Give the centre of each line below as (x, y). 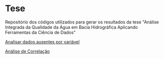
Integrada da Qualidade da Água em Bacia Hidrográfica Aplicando (71, 27)
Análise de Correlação (27, 51)
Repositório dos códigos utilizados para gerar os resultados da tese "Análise (82, 22)
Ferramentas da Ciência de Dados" (40, 32)
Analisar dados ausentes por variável (42, 41)
